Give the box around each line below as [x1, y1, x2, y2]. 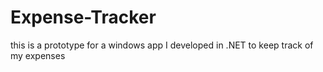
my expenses [10, 49, 66, 61]
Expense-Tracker [10, 6, 157, 29]
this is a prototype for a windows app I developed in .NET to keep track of [10, 39, 314, 51]
